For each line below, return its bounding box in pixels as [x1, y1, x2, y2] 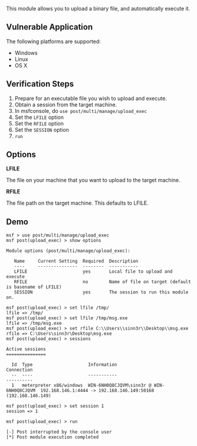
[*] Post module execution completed [6, 434, 99, 440]
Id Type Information [11, 362, 117, 368]
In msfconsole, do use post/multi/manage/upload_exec [14, 107, 147, 114]
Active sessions [6, 346, 46, 353]
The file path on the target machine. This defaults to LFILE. [6, 199, 149, 206]
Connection [6, 367, 33, 373]
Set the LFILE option [14, 114, 64, 121]
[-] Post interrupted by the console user [6, 429, 112, 435]
